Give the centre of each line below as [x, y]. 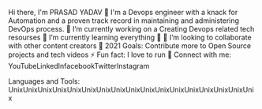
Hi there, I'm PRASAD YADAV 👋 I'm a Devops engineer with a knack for [123, 12]
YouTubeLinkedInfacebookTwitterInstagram [79, 66]
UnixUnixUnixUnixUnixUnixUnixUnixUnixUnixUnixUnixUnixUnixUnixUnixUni [131, 90]
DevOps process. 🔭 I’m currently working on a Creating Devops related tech [131, 29]
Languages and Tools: [44, 81]
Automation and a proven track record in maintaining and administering [124, 21]
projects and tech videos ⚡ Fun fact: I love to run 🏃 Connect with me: [120, 54]
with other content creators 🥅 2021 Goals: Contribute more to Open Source [129, 46]
